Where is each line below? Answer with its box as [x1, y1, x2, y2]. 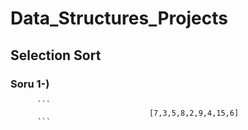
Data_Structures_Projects [10, 7, 228, 30]
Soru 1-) [10, 77, 50, 91]
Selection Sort [10, 47, 102, 64]
